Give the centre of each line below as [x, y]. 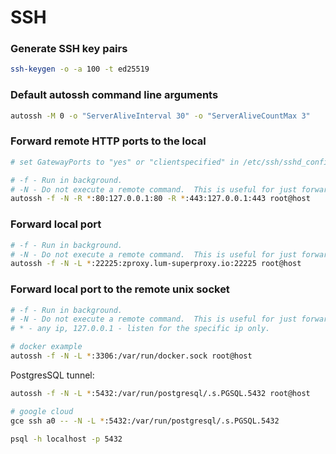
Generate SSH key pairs [69, 49]
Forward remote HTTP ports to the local [108, 141]
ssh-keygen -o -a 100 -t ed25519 [80, 69]
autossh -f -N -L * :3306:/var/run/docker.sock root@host [131, 356]
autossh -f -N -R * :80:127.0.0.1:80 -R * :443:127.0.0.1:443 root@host [160, 199]
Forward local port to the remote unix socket [120, 289]
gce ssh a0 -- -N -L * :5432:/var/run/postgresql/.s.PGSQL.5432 [145, 421]
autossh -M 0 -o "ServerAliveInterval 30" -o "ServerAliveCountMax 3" [160, 116]
